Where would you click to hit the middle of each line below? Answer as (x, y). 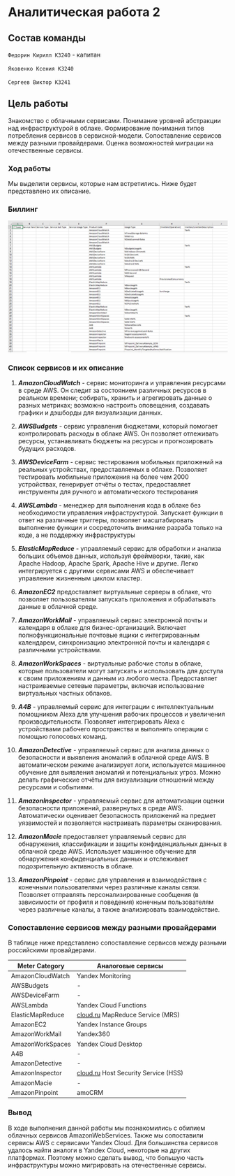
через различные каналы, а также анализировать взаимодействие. (119, 909)
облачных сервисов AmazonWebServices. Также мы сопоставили (106, 1135)
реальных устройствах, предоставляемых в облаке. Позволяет (113, 469)
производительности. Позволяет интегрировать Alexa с (101, 722)
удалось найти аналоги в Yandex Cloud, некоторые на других (99, 1150)
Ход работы (29, 168)
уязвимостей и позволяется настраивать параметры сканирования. (120, 823)
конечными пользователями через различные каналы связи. (109, 887)
